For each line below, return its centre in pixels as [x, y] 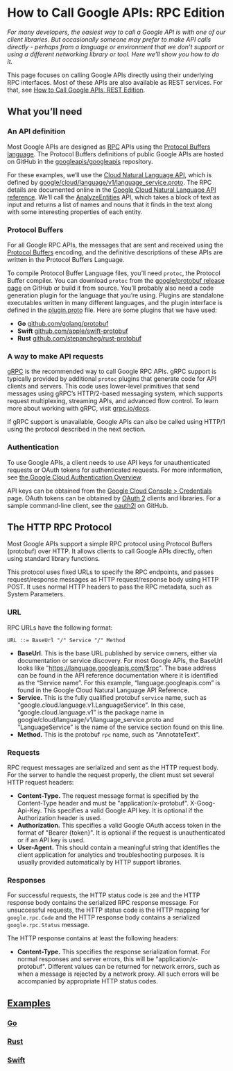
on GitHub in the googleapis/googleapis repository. [80, 161]
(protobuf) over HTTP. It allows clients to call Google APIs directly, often [110, 551]
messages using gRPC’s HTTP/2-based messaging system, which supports [115, 393]
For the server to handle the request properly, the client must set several [111, 775]
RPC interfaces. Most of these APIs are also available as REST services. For [115, 82]
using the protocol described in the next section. [76, 430]
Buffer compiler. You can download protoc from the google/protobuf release [116, 280]
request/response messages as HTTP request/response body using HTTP [113, 580]
